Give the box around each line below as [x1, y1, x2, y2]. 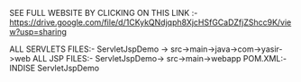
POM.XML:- [242, 53, 287, 63]
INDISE [9, 62, 36, 73]
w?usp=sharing [9, 27, 68, 37]
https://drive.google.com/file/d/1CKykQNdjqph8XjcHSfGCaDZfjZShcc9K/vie [9, 17, 292, 28]
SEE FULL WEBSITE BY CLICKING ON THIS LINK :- [9, 8, 198, 18]
